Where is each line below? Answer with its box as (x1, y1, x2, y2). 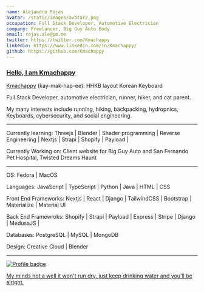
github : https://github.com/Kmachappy (6, 48, 104, 55)
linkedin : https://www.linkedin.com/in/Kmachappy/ (6, 43, 137, 49)
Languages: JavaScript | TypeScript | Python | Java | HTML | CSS (6, 183, 171, 191)
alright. (6, 279, 24, 286)
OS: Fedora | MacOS (6, 171, 58, 179)
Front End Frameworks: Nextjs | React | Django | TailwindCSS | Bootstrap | (6, 195, 192, 202)
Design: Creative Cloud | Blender (6, 243, 89, 250)
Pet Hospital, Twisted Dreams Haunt (6, 154, 97, 161)
